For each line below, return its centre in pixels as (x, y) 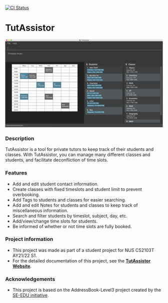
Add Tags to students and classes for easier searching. (69, 199)
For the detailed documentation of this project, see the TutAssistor (81, 260)
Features (16, 173)
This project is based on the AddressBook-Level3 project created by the (87, 290)
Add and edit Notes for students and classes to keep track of (75, 205)
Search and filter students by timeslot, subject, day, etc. (70, 215)
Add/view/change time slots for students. (55, 221)
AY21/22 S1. (24, 255)
